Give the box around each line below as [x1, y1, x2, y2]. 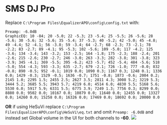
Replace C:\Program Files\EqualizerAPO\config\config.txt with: [5, 19, 140, 25]
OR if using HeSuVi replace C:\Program [5, 103, 85, 109]
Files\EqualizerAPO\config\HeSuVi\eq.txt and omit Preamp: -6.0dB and [5, 108, 153, 115]
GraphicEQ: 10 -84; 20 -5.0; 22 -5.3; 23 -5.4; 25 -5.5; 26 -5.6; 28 [5, 33, 153, 38]
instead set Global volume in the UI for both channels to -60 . [5, 114, 130, 120]
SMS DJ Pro [5, 3, 55, 14]
